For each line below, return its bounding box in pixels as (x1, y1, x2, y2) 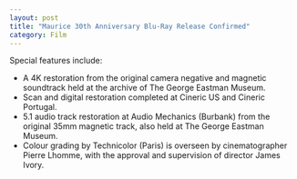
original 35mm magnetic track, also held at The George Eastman (22, 121, 264, 132)
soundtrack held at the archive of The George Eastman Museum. (22, 83, 266, 94)
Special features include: (9, 55, 103, 66)
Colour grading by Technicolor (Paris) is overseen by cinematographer (22, 140, 288, 151)
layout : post (9, 13, 59, 23)
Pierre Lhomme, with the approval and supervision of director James (22, 150, 281, 161)
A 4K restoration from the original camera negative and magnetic (22, 73, 267, 84)
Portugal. (22, 102, 57, 113)
